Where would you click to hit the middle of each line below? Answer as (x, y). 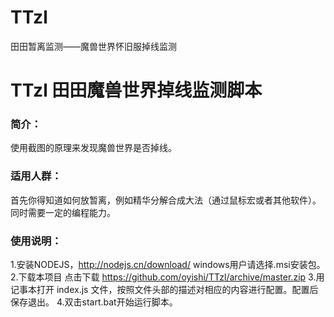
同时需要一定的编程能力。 (63, 212)
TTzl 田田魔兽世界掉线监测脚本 (136, 90)
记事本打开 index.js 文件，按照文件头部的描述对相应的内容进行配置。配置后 (164, 290)
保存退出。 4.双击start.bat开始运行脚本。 (94, 302)
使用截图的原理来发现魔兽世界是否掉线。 (93, 148)
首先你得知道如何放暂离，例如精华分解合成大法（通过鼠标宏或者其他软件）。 (166, 200)
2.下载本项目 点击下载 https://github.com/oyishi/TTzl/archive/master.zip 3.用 (167, 277)
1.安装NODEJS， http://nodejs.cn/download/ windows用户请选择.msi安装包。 (168, 265)
